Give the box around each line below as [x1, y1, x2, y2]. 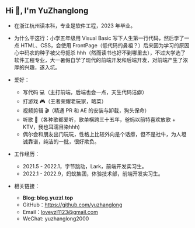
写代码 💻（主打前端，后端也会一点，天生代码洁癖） [22, 88, 147, 95]
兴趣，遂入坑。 [24, 64, 61, 71]
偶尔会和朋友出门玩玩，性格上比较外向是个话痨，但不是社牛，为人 [22, 130, 182, 137]
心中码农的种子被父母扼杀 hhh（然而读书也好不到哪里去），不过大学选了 [13, 49, 186, 56]
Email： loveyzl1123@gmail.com [22, 208, 99, 215]
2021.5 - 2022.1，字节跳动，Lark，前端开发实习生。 [22, 163, 147, 170]
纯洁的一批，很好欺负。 [43, 138, 100, 145]
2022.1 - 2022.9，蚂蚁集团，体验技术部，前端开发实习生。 [22, 170, 163, 177]
